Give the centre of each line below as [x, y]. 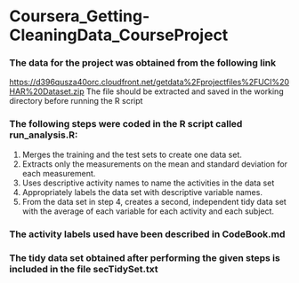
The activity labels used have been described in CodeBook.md [147, 234]
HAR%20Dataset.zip [47, 91]
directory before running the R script [76, 101]
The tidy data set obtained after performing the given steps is [145, 257]
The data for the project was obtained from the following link [143, 63]
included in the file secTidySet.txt [84, 269]
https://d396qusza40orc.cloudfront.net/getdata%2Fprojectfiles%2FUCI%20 [149, 83]
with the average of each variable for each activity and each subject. [148, 211]
